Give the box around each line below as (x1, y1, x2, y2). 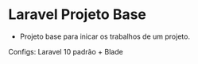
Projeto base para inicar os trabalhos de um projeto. (19, 32, 191, 41)
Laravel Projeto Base (8, 6, 147, 24)
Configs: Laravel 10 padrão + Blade (8, 47, 123, 56)
